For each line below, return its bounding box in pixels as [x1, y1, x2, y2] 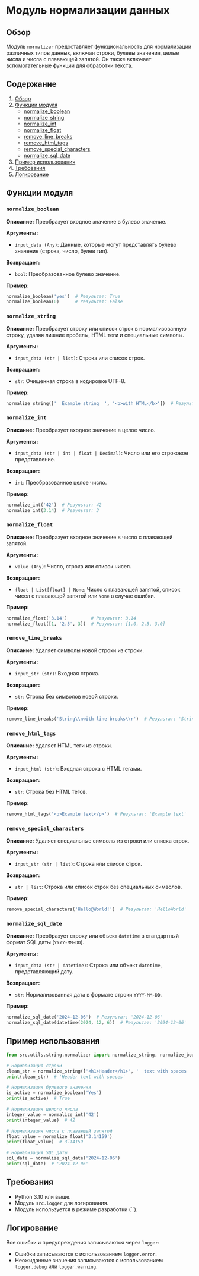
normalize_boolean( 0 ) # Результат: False [6, 298, 123, 305]
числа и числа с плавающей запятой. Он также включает [6, 56, 152, 62]
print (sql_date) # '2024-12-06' [6, 1161, 89, 1167]
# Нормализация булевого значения [6, 1085, 92, 1090]
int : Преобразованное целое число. [14, 479, 107, 486]
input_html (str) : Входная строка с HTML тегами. [14, 765, 142, 772]
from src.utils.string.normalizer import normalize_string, [6, 1052, 158, 1058]
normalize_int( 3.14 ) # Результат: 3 [6, 507, 99, 513]
